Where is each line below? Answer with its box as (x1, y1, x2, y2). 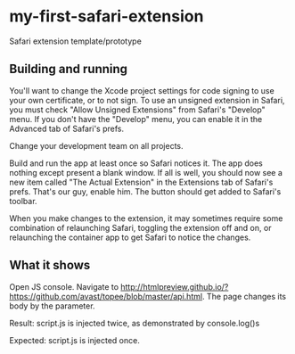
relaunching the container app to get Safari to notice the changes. (9, 232, 251, 243)
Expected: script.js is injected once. (9, 334, 140, 345)
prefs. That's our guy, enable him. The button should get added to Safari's (9, 185, 282, 197)
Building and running (9, 62, 127, 77)
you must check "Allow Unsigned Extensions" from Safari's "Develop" (9, 104, 266, 115)
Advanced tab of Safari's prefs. (9, 123, 125, 134)
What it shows (9, 258, 91, 273)
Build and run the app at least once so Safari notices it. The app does (9, 158, 263, 169)
